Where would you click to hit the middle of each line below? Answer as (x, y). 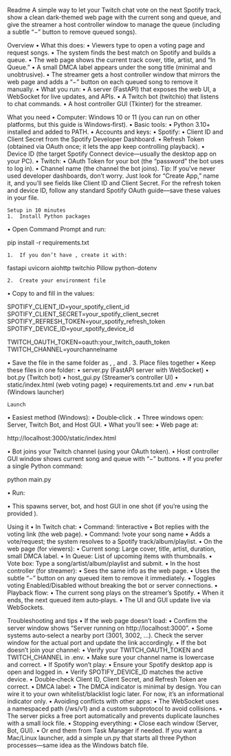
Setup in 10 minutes (37, 210)
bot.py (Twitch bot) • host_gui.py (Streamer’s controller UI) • (93, 377)
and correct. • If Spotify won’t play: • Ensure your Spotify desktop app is (110, 665)
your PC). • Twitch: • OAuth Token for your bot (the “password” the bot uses (115, 161)
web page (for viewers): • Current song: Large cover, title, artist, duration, (112, 549)
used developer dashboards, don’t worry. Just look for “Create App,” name (113, 176)
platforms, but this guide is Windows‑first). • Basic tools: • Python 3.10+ (109, 124)
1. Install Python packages (49, 216)
